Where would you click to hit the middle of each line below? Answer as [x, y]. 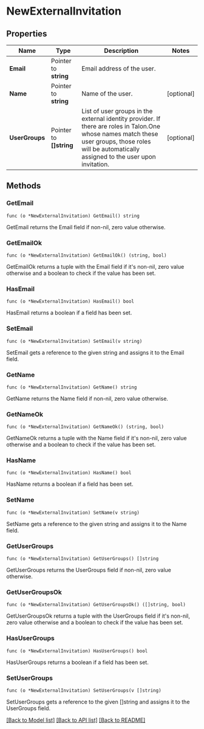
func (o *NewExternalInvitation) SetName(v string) [73, 513]
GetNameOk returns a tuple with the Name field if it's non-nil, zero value [97, 438]
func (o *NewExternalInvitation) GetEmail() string [73, 216]
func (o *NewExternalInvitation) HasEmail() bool [70, 302]
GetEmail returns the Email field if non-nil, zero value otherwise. [86, 227]
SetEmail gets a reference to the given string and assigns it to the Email [95, 352]
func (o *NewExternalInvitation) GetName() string [72, 387]
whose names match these [120, 134]
